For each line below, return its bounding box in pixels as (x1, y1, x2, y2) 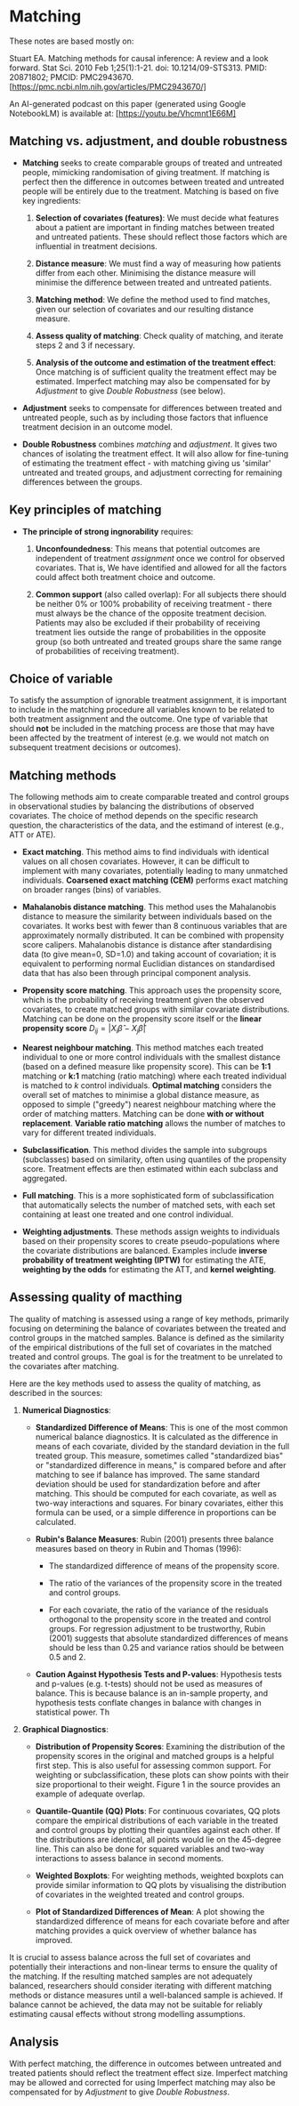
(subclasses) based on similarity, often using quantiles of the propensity (21, 1154, 287, 1165)
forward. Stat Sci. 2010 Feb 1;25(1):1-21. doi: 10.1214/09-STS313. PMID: (9, 62, 267, 73)
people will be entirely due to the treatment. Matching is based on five (21, 185, 279, 197)
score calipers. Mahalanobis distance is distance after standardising (21, 940, 272, 950)
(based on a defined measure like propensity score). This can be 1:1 (21, 1061, 271, 1071)
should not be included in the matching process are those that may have (9, 723, 275, 734)
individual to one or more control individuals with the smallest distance (21, 1052, 281, 1062)
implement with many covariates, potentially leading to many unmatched (21, 866, 288, 876)
